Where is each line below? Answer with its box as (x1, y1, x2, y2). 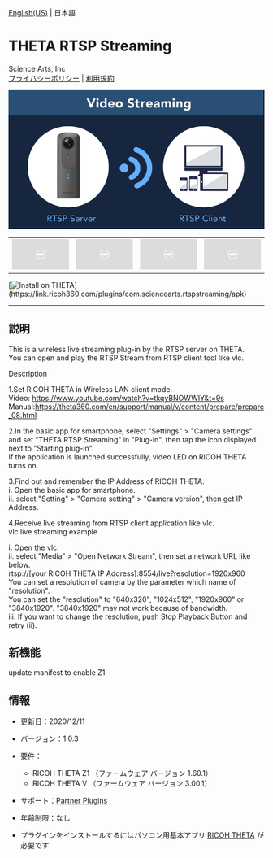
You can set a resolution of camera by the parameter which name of (8, 577, 236, 586)
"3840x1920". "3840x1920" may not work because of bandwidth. (8, 603, 228, 612)
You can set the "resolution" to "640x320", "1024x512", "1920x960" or (8, 594, 245, 604)
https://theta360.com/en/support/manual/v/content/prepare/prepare (35, 402, 265, 412)
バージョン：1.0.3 (19, 734, 79, 743)
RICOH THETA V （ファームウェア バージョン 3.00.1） (32, 778, 212, 788)
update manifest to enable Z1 (8, 668, 106, 677)
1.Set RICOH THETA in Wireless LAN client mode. (8, 384, 173, 394)
